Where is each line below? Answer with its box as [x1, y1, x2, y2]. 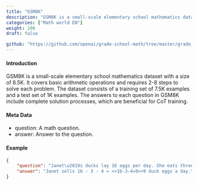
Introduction [6, 60, 37, 67]
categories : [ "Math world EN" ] [6, 20, 83, 25]
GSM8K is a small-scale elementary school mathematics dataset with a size [6, 73, 190, 80]
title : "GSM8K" [6, 8, 44, 15]
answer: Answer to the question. [14, 131, 94, 138]
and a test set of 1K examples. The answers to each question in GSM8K [6, 92, 180, 99]
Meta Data [6, 111, 32, 118]
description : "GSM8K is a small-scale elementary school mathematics [6, 14, 181, 20]
